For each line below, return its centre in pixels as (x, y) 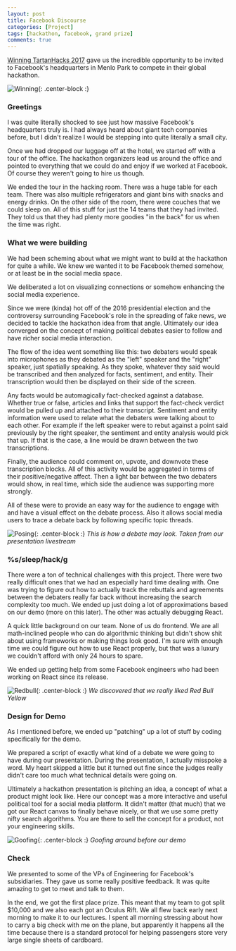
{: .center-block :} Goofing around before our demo (112, 840)
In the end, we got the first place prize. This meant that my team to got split (116, 902)
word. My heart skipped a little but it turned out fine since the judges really (115, 768)
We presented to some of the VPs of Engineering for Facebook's (101, 873)
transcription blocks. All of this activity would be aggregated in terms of (111, 469)
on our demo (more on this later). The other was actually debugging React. (115, 612)
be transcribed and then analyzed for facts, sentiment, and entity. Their (110, 374)
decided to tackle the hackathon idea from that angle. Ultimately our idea (113, 323)
